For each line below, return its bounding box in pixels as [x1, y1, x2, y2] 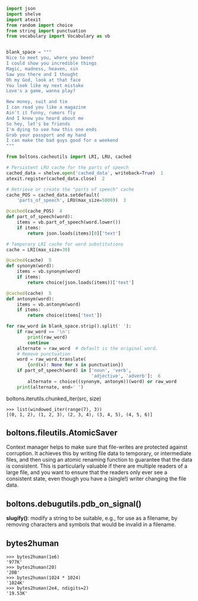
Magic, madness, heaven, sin [6, 66, 78, 71]
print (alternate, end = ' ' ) [17, 384, 84, 390]
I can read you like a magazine [6, 104, 86, 110]
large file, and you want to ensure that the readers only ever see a [6, 469, 168, 476]
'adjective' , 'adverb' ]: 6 [91, 373, 161, 379]
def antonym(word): [6, 295, 55, 302]
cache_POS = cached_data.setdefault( [6, 192, 100, 198]
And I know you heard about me [6, 115, 84, 122]
